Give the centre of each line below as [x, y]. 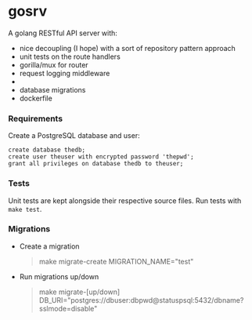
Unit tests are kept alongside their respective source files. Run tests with [125, 200]
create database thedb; [47, 150]
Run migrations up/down [59, 276]
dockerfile [36, 98]
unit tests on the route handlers [70, 56]
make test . [25, 209]
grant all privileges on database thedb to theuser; [96, 164]
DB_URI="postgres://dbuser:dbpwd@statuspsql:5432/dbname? [141, 300]
